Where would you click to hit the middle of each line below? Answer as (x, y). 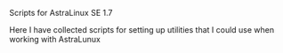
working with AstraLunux (55, 39)
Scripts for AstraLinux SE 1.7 (61, 13)
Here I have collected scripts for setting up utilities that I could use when (141, 30)
